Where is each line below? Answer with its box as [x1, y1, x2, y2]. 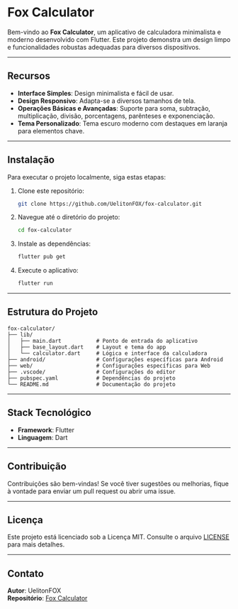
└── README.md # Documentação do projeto [7, 380, 176, 388]
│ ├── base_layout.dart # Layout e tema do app [7, 344, 166, 351]
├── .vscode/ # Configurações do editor [7, 368, 176, 375]
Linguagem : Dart [17, 433, 68, 441]
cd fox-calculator [17, 226, 72, 234]
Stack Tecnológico [7, 407, 92, 419]
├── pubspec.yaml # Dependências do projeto [7, 374, 176, 382]
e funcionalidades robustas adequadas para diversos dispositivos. [7, 43, 200, 51]
